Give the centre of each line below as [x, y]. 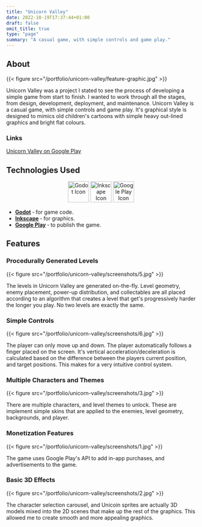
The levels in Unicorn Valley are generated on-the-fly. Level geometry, [93, 285]
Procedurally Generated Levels [52, 261]
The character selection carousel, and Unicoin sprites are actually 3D [92, 505]
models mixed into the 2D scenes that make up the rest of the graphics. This [101, 511]
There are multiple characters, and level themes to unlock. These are [91, 405]
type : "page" [23, 34]
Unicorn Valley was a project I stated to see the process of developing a [95, 90]
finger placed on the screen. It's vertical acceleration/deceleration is [91, 351]
